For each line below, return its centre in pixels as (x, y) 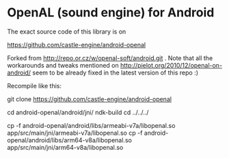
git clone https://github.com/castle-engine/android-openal (90, 99)
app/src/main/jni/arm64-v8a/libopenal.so (65, 147)
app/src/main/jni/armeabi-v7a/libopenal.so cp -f (75, 133)
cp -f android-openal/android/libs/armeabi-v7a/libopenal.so (91, 125)
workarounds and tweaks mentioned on (63, 65)
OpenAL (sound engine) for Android (111, 13)
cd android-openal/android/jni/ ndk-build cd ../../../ (78, 112)
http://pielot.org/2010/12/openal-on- (171, 65)
